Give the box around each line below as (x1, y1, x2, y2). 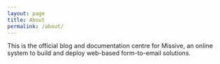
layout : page (7, 10, 45, 17)
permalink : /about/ (7, 23, 64, 30)
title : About (7, 17, 45, 23)
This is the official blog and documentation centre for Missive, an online (7, 42, 213, 50)
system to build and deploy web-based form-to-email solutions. (7, 49, 191, 57)
